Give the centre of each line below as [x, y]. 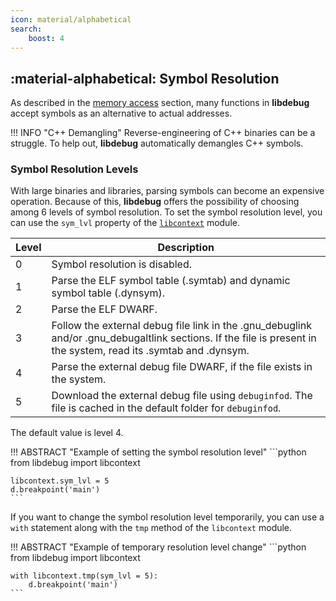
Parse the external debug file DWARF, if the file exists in [182, 367]
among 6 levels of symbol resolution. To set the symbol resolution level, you [166, 212]
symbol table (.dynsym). [108, 293]
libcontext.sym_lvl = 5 [60, 481]
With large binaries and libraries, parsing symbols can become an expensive [167, 191]
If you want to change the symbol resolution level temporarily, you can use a [167, 517]
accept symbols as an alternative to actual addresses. [121, 113]
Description [186, 248]
